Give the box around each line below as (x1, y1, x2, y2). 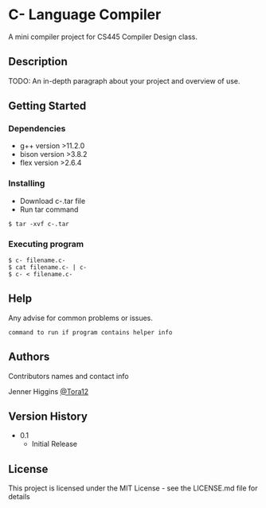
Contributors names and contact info (8, 371, 129, 381)
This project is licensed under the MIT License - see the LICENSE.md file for (8, 483, 258, 493)
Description (8, 55, 68, 68)
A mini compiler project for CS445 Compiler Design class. (8, 32, 198, 41)
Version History (8, 410, 88, 424)
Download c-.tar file (19, 196, 86, 205)
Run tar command (19, 205, 79, 214)
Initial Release (31, 440, 78, 449)
